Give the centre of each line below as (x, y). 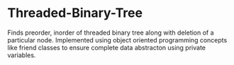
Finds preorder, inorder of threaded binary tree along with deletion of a (111, 32)
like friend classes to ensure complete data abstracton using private (106, 47)
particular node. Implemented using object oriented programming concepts (117, 40)
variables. (22, 55)
